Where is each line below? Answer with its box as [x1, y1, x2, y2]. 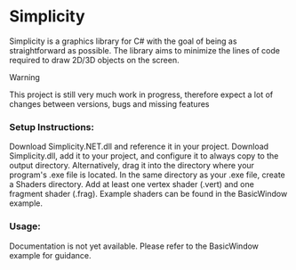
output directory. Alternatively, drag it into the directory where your [9, 160, 255, 171]
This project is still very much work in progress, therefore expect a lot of [9, 89, 274, 100]
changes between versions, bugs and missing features [9, 98, 210, 109]
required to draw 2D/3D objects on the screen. [9, 54, 180, 65]
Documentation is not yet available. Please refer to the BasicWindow [9, 241, 260, 251]
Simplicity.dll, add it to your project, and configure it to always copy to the [9, 151, 279, 161]
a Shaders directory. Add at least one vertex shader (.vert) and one [9, 179, 255, 190]
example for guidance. [9, 250, 92, 260]
